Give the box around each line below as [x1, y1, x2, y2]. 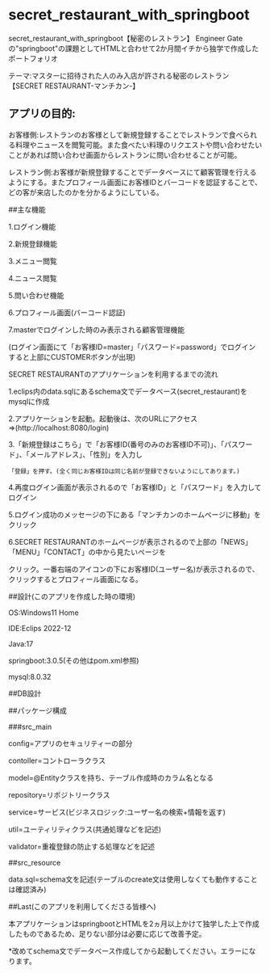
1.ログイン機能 [8, 221, 56, 231]
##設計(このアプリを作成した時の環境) [8, 592, 135, 601]
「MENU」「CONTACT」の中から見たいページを [8, 547, 167, 557]
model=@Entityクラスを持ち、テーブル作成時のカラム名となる [8, 773, 214, 782]
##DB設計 [8, 689, 42, 698]
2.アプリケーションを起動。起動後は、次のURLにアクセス [8, 414, 197, 423]
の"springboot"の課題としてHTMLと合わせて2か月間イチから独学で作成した [8, 43, 260, 53]
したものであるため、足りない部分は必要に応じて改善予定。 [8, 929, 206, 938]
